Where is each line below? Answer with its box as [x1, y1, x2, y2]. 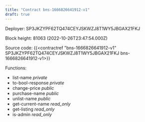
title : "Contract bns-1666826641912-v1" [5, 7, 90, 12]
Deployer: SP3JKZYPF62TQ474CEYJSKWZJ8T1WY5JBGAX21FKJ [5, 25, 141, 31]
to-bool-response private [12, 80, 65, 86]
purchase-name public [12, 90, 59, 96]
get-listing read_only [12, 106, 55, 112]
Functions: [5, 65, 27, 71]
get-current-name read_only [12, 101, 71, 107]
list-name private [12, 74, 48, 80]
